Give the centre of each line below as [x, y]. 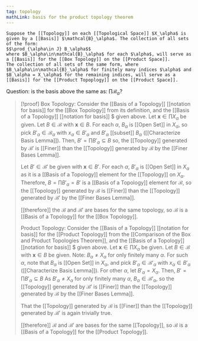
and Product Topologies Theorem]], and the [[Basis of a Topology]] [103, 241]
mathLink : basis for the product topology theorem [70, 17]
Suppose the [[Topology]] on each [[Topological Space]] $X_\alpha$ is [96, 33]
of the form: [22, 44]
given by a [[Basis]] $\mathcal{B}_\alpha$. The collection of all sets [98, 38]
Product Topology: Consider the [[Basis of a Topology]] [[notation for [105, 228]
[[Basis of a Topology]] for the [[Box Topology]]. [79, 216]
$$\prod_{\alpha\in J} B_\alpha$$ [49, 49]
